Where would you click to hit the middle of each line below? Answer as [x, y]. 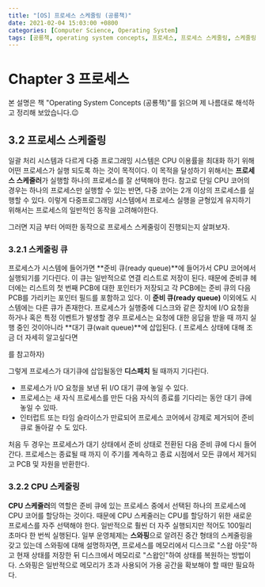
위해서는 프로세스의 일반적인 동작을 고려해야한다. [83, 210]
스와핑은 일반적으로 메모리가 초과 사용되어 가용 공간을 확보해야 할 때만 [126, 565]
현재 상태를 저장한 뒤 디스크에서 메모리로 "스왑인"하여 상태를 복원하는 [123, 555]
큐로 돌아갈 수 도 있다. [53, 428]
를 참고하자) [26, 354]
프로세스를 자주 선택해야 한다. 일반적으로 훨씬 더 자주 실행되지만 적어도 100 [124, 525]
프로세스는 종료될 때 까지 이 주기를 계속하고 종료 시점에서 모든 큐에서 [130, 454]
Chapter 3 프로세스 [69, 79]
